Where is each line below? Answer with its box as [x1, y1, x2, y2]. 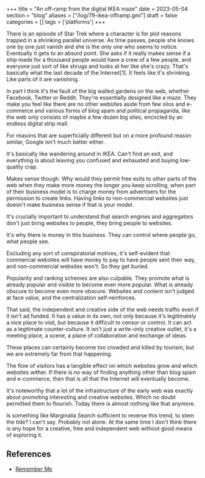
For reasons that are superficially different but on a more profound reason [6, 132, 192, 139]
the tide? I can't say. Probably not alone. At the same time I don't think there [6, 419, 197, 425]
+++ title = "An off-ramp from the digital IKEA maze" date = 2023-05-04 [6, 6, 188, 12]
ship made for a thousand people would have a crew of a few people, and [6, 56, 192, 63]
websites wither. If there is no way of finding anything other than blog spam [6, 368, 196, 376]
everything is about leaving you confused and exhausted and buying [6, 157, 179, 164]
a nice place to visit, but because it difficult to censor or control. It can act [6, 319, 192, 326]
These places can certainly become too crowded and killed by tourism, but [6, 344, 195, 351]
